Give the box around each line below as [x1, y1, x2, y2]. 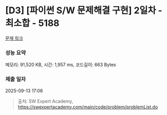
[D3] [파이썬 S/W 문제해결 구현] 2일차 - [5, 5, 162, 16]
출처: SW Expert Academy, [17, 98, 73, 104]
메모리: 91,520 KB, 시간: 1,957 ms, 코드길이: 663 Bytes [5, 62, 116, 68]
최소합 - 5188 [5, 17, 60, 29]
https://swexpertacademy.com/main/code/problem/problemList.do [17, 104, 158, 110]
